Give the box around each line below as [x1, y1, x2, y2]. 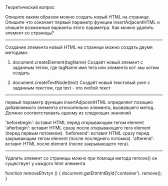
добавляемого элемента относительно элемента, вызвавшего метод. [5, 104, 155, 110]
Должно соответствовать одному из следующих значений [5, 110, 131, 115]
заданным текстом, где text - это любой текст [12, 85, 111, 90]
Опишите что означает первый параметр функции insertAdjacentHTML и [5, 19, 160, 25]
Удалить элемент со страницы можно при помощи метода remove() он [5, 155, 157, 161]
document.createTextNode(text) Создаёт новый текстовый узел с [12, 79, 150, 85]
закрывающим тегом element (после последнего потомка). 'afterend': [5, 135, 154, 141]
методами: [5, 49, 28, 55]
